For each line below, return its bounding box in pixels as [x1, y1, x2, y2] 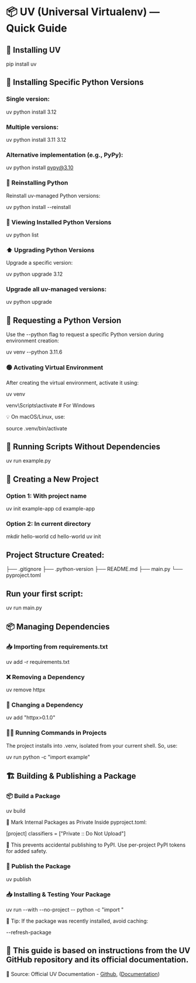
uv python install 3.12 [6, 108, 57, 115]
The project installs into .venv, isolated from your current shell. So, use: [6, 742, 178, 749]
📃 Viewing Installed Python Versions [6, 218, 112, 226]
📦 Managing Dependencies [6, 622, 110, 632]
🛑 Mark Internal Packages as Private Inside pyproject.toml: [6, 818, 147, 826]
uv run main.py [6, 604, 42, 611]
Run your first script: [6, 588, 84, 598]
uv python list [6, 231, 39, 238]
